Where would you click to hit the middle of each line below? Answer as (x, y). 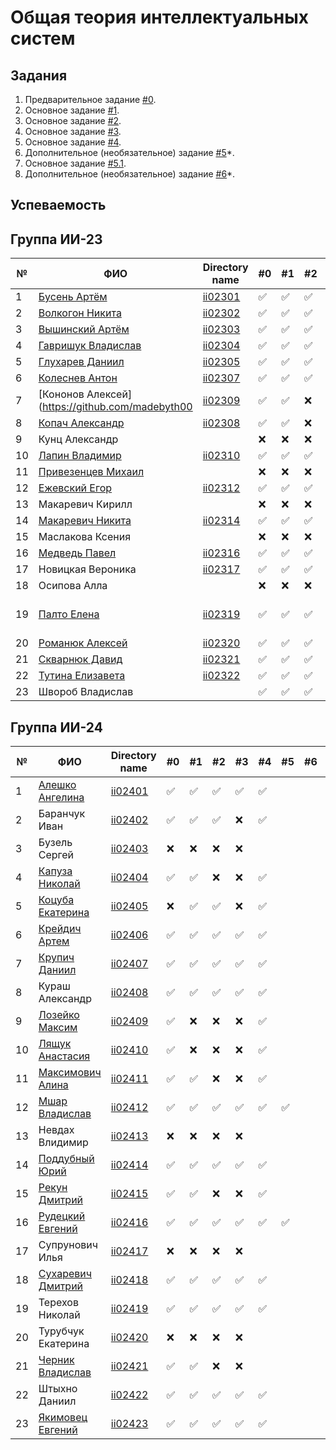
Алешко (57, 785)
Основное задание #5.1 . (75, 163)
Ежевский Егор (75, 488)
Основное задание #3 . (73, 131)
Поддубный (66, 1159)
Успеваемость (58, 205)
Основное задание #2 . (73, 120)
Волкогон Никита (80, 313)
